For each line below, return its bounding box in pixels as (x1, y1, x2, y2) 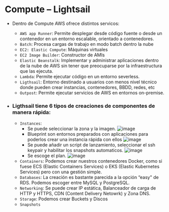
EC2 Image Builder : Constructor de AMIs (19, 52, 105, 58)
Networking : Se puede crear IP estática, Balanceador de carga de (19, 185, 156, 191)
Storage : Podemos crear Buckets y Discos (19, 196, 108, 202)
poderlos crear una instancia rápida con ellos (27, 136, 123, 143)
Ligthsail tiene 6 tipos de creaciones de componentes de (12, 102, 155, 109)
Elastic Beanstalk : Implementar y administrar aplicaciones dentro (19, 57, 159, 63)
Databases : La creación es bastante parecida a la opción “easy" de (19, 174, 159, 180)
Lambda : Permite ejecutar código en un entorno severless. (19, 73, 140, 79)
